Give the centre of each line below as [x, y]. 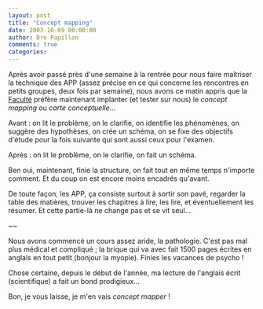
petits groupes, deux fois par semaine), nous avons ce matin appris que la [128, 91]
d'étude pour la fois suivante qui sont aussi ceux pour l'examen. [111, 140]
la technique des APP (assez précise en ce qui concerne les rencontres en [129, 83]
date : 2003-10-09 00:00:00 [52, 30]
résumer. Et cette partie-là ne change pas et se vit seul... [100, 210]
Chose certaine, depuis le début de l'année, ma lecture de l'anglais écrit [124, 273]
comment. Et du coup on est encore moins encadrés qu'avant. [109, 178]
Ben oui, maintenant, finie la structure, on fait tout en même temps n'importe [131, 170]
